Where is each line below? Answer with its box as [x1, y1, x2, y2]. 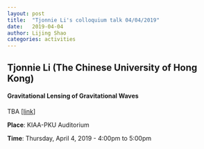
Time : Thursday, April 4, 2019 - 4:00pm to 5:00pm [7, 134, 152, 142]
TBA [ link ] [7, 107, 36, 115]
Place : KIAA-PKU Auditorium [7, 121, 90, 129]
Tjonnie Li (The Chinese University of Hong [7, 62, 198, 73]
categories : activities [7, 36, 76, 43]
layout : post [7, 10, 45, 17]
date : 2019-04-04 [7, 23, 64, 30]
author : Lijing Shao [7, 29, 67, 37]
